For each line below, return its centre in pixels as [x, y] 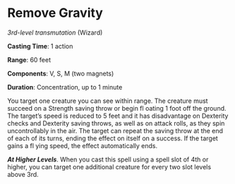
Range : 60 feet [29, 60]
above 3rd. [23, 174]
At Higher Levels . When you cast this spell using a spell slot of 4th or [108, 159]
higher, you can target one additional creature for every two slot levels [109, 166]
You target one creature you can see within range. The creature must [108, 101]
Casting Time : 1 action [40, 46]
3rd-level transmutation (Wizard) [55, 32]
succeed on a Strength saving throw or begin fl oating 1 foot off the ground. [117, 108]
